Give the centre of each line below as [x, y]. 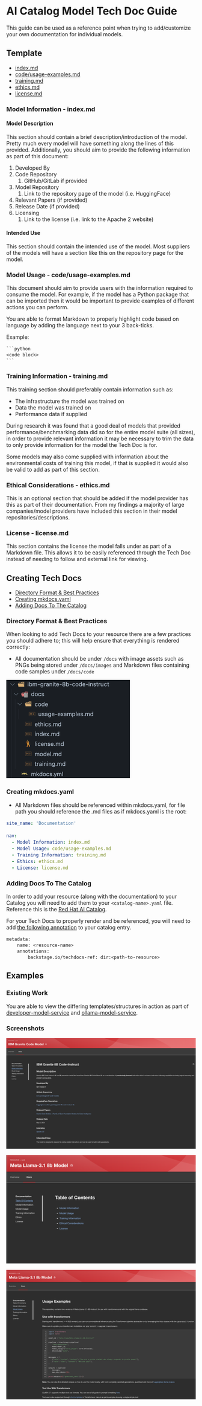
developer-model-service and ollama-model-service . [72, 1012]
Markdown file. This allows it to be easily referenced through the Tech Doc [99, 553]
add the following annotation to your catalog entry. [69, 927]
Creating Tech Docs [44, 578]
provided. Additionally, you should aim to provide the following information [98, 150]
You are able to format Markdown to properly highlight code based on [93, 319]
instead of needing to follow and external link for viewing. [77, 559]
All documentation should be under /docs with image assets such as [99, 659]
